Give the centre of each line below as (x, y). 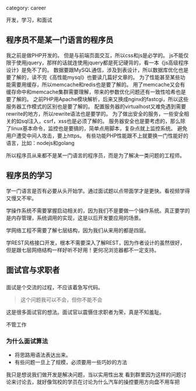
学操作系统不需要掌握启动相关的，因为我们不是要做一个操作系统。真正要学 (95, 210)
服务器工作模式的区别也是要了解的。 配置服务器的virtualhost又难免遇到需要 (96, 106)
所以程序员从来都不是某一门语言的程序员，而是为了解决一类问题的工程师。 (95, 155)
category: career (26, 8)
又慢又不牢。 (21, 198)
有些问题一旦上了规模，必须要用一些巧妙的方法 (71, 362)
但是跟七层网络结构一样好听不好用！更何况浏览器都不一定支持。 (83, 250)
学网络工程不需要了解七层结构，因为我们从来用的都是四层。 (78, 230)
